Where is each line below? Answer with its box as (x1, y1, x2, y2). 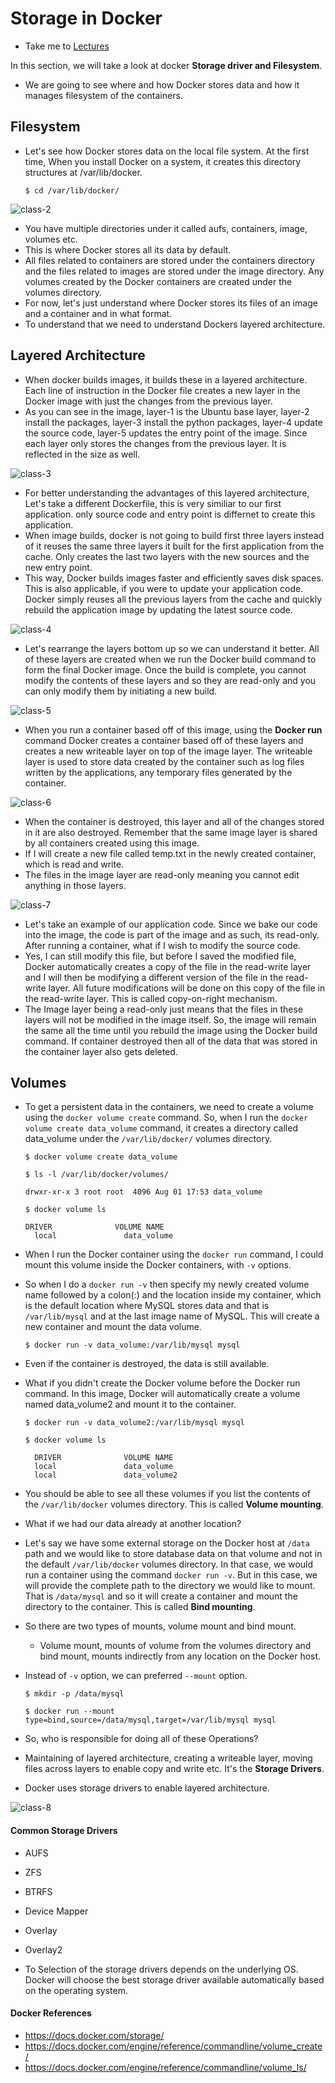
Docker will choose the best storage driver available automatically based (24, 1973, 325, 1986)
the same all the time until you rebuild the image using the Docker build (24, 1024, 318, 1036)
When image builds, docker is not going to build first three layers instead (24, 529, 325, 541)
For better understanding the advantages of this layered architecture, (24, 487, 310, 499)
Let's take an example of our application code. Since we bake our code (24, 918, 318, 930)
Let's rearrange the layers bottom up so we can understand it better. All (24, 642, 320, 654)
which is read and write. (24, 858, 125, 870)
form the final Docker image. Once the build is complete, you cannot (24, 663, 307, 676)
